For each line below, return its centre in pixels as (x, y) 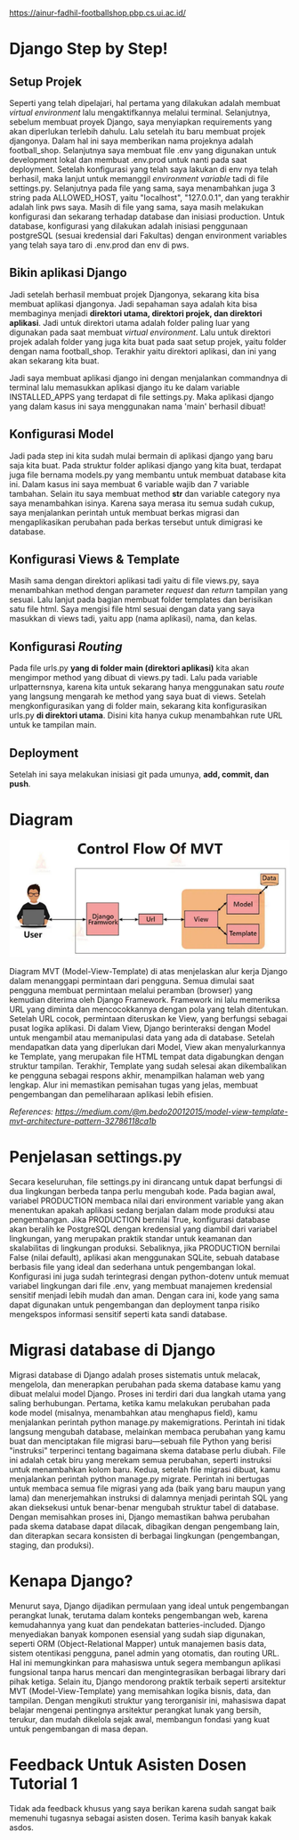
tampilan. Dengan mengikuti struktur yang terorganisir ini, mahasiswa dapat (148, 1700)
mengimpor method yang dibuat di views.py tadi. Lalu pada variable (133, 678)
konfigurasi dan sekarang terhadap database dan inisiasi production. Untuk (147, 216)
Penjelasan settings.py (96, 1157)
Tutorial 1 (44, 1783)
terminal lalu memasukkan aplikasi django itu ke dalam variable (125, 387)
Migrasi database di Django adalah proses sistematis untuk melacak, (135, 1374)
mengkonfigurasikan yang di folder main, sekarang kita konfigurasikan (138, 706)
